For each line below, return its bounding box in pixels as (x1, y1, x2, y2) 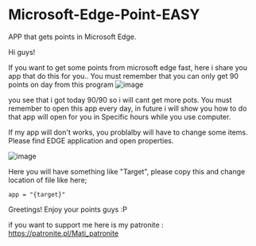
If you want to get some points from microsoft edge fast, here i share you (8, 62, 248, 72)
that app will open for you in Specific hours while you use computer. (8, 111, 231, 121)
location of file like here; (8, 175, 87, 185)
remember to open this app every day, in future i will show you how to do (8, 103, 247, 113)
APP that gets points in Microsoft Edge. (8, 32, 137, 41)
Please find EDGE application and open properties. (8, 135, 174, 145)
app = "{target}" (8, 190, 66, 198)
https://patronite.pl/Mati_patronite (8, 228, 119, 238)
